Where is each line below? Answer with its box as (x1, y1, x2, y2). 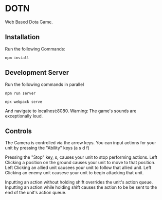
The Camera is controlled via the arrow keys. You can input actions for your (5, 140, 157, 146)
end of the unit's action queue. (5, 190, 67, 196)
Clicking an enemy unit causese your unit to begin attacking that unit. (5, 170, 144, 176)
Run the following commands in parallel (5, 81, 84, 87)
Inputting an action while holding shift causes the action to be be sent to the (5, 184, 157, 190)
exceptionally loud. (5, 113, 43, 119)
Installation (5, 33, 40, 41)
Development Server (5, 68, 69, 77)
